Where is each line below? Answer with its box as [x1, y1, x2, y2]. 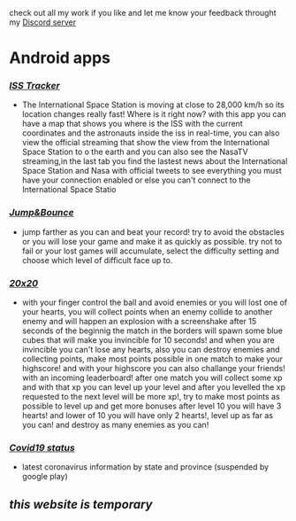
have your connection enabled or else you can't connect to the [21, 175, 251, 185]
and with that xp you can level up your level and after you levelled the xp [21, 382, 285, 393]
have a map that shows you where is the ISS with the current [21, 119, 243, 129]
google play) [21, 471, 68, 482]
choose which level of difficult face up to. [21, 254, 173, 265]
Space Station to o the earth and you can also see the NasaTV [21, 146, 249, 158]
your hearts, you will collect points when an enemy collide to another [21, 307, 273, 317]
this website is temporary [9, 496, 153, 512]
